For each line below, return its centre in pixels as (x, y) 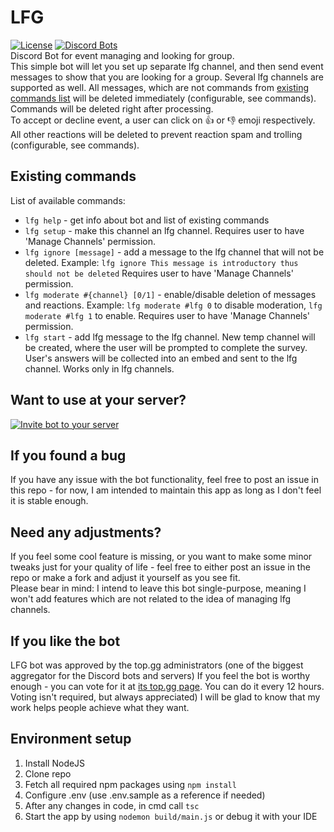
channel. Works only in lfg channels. (99, 368)
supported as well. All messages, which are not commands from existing (160, 87)
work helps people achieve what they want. (100, 707)
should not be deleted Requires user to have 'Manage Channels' (159, 273)
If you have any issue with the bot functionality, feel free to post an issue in (165, 480)
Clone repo (48, 773)
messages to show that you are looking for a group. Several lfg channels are (167, 77)
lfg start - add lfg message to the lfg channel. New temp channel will (170, 337)
